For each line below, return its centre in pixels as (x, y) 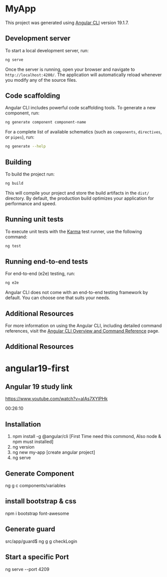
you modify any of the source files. (41, 80)
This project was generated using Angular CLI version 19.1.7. (67, 23)
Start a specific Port (37, 557)
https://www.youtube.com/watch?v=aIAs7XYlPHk (56, 399)
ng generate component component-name (46, 122)
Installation (23, 424)
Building (18, 162)
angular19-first (37, 368)
